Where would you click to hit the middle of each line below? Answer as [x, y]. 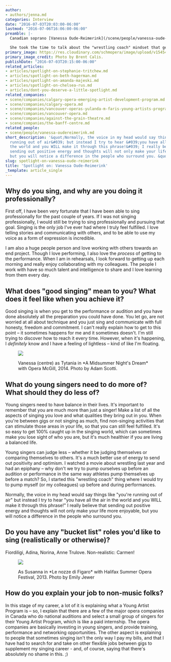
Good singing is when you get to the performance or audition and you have [84, 311]
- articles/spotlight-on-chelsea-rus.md [49, 85]
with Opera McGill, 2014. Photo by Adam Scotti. [68, 369]
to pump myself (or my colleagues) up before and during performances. [81, 485]
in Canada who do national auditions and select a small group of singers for [84, 616]
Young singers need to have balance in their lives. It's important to [75, 404]
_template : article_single [34, 170]
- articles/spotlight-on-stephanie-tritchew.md [57, 71]
